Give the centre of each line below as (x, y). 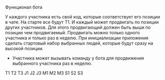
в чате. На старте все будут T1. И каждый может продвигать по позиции (82, 22)
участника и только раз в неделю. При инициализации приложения (77, 38)
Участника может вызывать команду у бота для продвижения (78, 58)
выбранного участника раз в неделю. (52, 63)
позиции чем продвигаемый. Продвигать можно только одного (73, 33)
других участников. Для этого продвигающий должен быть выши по (78, 27)
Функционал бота (24, 7)
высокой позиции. (24, 48)
